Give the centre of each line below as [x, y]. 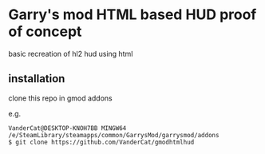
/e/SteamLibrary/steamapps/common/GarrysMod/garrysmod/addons [114, 135]
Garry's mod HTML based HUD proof [132, 15]
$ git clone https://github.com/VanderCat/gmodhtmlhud [101, 142]
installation [37, 79]
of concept [45, 32]
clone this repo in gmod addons [61, 98]
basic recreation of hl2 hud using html [71, 53]
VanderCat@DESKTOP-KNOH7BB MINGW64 [67, 128]
